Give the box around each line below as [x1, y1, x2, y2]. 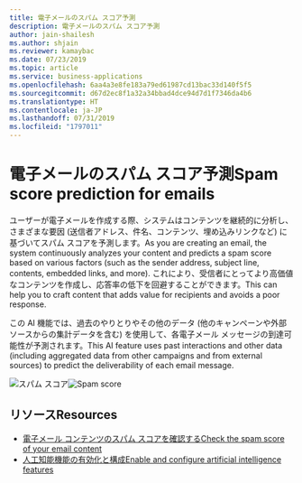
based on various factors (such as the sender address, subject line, [9, 256, 260, 267]
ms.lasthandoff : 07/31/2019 [9, 114, 115, 123]
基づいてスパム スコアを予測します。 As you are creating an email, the [9, 237, 268, 248]
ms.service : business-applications [9, 72, 143, 81]
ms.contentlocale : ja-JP [9, 106, 103, 115]
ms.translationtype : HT [9, 97, 99, 107]
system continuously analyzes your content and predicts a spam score [9, 247, 272, 258]
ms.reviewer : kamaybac [9, 47, 95, 56]
